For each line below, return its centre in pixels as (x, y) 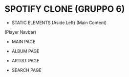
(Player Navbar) (21, 32)
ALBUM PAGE (25, 51)
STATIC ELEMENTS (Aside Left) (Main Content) (59, 23)
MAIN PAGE (23, 41)
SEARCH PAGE (27, 70)
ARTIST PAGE (25, 60)
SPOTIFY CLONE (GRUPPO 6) (65, 9)
